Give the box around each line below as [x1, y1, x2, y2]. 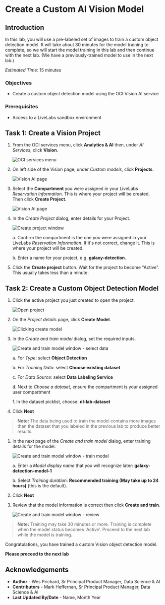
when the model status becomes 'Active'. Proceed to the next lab [17, 527, 150, 533]
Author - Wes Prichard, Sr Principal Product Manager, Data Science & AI [12, 579, 161, 585]
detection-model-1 [12, 468, 52, 474]
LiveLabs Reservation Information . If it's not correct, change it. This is [12, 240, 155, 246]
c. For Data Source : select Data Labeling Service [12, 374, 113, 380]
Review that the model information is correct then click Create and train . [12, 502, 161, 508]
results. [17, 428, 33, 435]
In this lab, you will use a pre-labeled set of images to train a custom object [5, 36, 159, 42]
